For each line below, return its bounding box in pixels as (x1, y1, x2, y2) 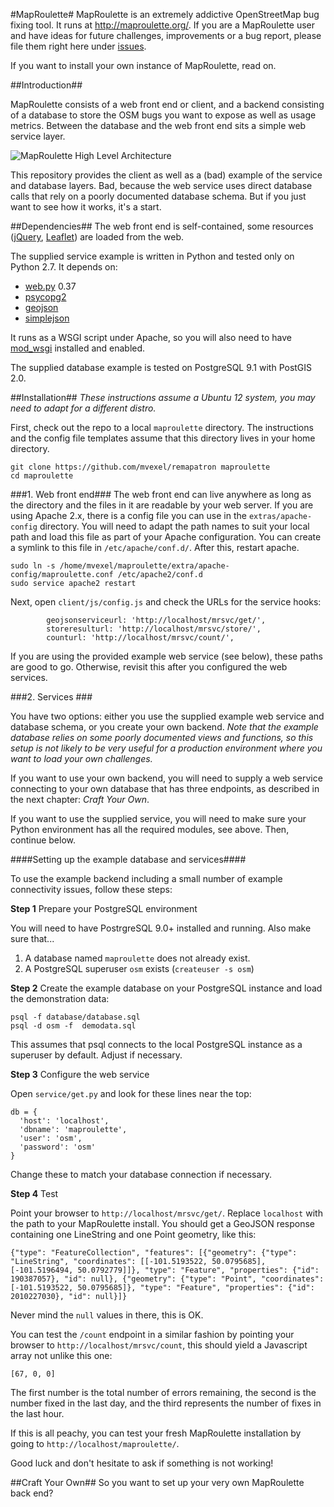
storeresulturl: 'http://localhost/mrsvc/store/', (46, 624, 262, 634)
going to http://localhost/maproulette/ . (10, 1438, 180, 1449)
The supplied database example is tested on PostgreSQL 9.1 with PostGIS (10, 362, 313, 373)
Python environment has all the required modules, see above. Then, (10, 824, 290, 835)
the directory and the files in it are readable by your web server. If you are (10, 499, 314, 511)
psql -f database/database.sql (10, 1012, 141, 1022)
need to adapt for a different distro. (10, 402, 157, 414)
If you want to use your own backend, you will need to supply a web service (10, 772, 323, 784)
